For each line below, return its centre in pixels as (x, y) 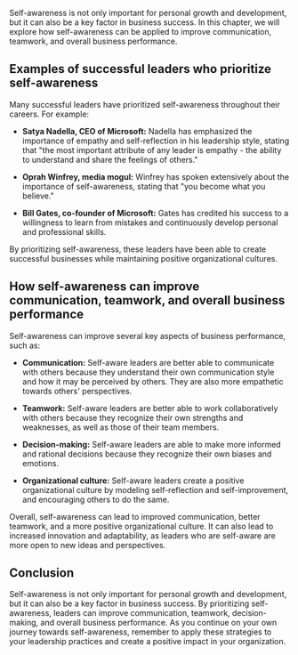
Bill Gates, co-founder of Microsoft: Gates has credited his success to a (155, 213)
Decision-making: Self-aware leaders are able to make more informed (152, 444)
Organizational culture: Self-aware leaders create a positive (133, 481)
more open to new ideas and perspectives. (88, 545)
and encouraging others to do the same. (96, 499)
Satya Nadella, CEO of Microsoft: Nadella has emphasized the (137, 131)
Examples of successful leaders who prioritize (141, 69)
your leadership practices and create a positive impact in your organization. (148, 642)
